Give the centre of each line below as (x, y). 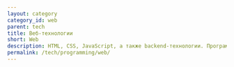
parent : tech (26, 27)
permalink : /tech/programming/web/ (59, 53)
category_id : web (32, 20)
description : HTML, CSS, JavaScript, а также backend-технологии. (106, 46)
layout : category (32, 14)
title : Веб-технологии (40, 33)
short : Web (23, 40)
